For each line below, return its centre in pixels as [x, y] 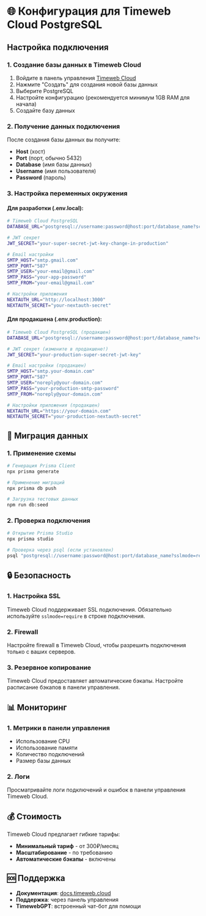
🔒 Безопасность [39, 576]
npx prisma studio [30, 539]
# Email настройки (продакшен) [47, 366]
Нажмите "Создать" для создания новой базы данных [87, 84]
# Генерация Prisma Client [41, 466]
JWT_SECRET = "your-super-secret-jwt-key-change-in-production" [88, 243]
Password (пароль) [41, 178]
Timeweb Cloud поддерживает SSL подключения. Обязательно [89, 609]
